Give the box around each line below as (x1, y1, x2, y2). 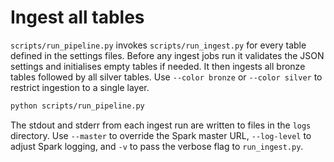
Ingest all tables (10, 6, 145, 29)
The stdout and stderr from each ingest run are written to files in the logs (10, 119, 312, 131)
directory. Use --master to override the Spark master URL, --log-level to (10, 129, 312, 141)
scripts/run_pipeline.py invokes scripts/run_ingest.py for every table (10, 39, 307, 51)
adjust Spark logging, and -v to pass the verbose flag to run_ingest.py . (10, 140, 304, 152)
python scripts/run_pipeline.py (10, 101, 145, 111)
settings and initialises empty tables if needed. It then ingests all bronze (10, 60, 306, 72)
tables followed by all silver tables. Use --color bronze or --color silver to (10, 71, 323, 83)
